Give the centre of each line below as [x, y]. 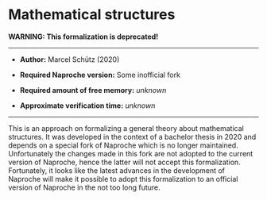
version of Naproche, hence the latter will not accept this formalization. [124, 162]
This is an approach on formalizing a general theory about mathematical [126, 128]
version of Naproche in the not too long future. [84, 187]
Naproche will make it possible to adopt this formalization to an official [123, 179]
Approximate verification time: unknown [87, 106]
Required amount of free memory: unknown [93, 90]
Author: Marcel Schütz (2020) [70, 59]
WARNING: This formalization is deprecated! [83, 37]
